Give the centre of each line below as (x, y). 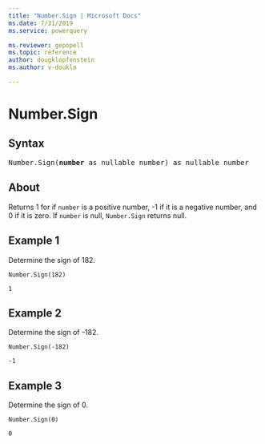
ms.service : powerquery (48, 30)
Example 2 (35, 313)
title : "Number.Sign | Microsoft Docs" (75, 16)
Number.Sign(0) (34, 420)
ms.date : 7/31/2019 (41, 23)
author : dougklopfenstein (51, 60)
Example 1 (34, 241)
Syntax (26, 144)
